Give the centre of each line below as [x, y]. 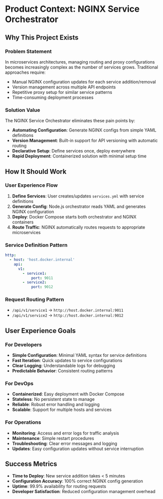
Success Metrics [31, 464]
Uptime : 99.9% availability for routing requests [59, 486]
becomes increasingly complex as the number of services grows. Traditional [81, 67]
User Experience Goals [41, 331]
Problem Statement [28, 51]
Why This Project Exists [42, 37]
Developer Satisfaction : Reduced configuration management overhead [84, 491]
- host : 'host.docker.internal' [42, 260]
